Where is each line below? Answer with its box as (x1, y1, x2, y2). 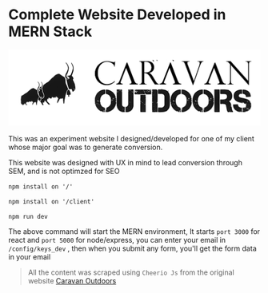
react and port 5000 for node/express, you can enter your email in (8, 235, 226, 244)
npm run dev (8, 212, 48, 220)
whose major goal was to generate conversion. (8, 142, 163, 152)
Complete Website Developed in (8, 6, 226, 24)
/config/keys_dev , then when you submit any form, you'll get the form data (8, 244, 258, 253)
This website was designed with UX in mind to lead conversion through (8, 157, 242, 167)
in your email (8, 251, 51, 261)
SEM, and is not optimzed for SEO (8, 166, 120, 176)
